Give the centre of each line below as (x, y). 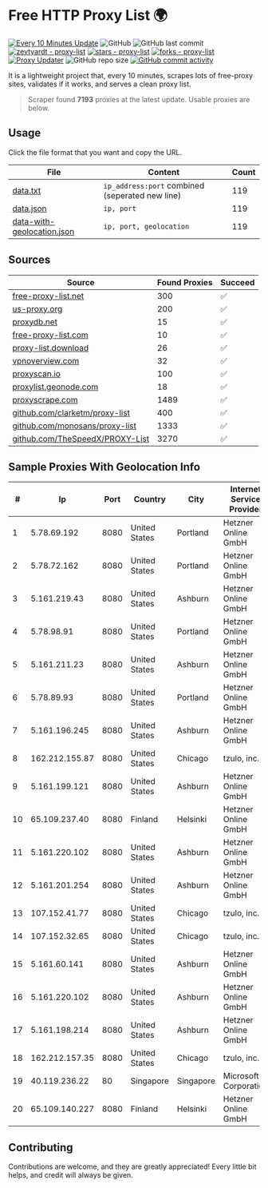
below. (39, 108)
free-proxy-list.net (48, 296)
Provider (246, 510)
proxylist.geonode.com (55, 387)
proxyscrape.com (45, 399)
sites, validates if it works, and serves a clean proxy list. (100, 84)
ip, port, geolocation (146, 226)
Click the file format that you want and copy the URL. (95, 152)
